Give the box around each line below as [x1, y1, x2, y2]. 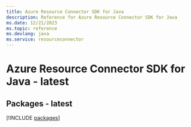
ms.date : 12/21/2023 [6, 20, 58, 26]
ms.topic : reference [6, 25, 58, 32]
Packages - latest [6, 98, 73, 109]
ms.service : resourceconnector [6, 36, 84, 42]
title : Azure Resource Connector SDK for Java [6, 8, 124, 15]
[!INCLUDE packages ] [6, 114, 60, 121]
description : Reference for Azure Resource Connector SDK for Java [6, 14, 178, 20]
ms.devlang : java [6, 31, 50, 37]
